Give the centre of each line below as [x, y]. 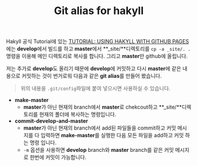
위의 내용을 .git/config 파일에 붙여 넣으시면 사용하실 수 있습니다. [95, 89]
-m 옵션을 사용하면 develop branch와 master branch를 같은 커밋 [98, 150]
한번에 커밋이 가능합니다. [58, 157]
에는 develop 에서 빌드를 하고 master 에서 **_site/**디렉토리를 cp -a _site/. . [98, 49]
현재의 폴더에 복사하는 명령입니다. [78, 114]
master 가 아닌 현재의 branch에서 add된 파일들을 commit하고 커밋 [100, 128]
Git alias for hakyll [99, 11]
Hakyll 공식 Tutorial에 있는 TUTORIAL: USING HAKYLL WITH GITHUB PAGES [98, 42]
